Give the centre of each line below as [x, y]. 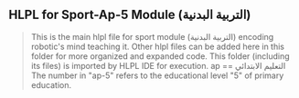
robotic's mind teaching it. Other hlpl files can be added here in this [158, 46]
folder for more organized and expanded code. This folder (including [160, 56]
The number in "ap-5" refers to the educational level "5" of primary [157, 75]
